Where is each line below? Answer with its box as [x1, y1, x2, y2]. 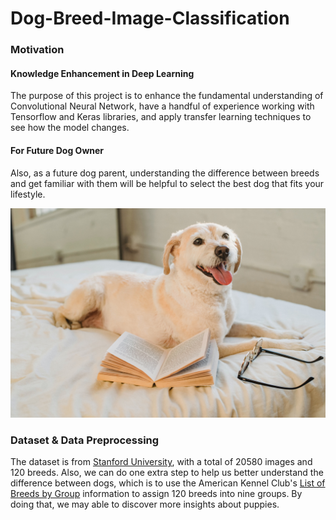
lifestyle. [10, 188, 46, 200]
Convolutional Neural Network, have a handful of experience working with [10, 100, 315, 112]
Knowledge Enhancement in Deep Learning [10, 67, 195, 79]
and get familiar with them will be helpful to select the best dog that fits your [10, 177, 325, 189]
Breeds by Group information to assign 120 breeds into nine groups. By [10, 488, 303, 500]
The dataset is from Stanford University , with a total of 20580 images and [10, 456, 313, 468]
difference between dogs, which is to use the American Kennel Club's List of [10, 477, 326, 489]
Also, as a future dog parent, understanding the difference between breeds [10, 167, 320, 179]
